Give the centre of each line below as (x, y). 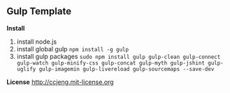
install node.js (37, 42)
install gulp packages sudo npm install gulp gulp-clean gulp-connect (118, 56)
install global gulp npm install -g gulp (73, 49)
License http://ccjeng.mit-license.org (60, 82)
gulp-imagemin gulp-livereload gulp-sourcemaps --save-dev (127, 69)
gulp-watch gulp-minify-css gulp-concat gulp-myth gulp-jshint (111, 63)
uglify (26, 69)
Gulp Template (39, 11)
